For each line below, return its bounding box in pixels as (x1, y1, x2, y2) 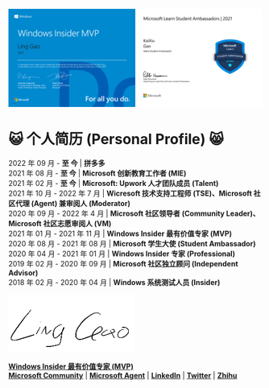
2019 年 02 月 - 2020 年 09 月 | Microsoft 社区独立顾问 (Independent (8, 258, 239, 268)
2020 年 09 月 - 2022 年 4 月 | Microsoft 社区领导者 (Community (8, 208, 226, 218)
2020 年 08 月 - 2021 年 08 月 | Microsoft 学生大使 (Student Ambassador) (8, 238, 256, 248)
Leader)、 (226, 208, 260, 218)
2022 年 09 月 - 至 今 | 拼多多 (8, 158, 106, 167)
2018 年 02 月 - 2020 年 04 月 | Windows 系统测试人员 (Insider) (8, 277, 221, 287)
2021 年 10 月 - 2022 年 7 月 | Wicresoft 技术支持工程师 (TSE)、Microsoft (8, 188, 252, 198)
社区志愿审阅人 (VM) (43, 218, 112, 228)
